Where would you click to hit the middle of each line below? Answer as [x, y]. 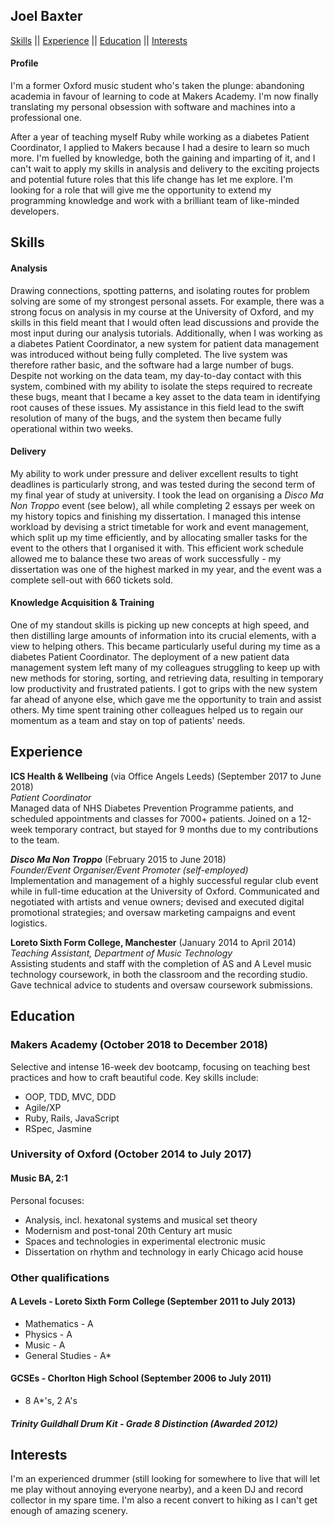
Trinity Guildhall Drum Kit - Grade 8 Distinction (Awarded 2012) [144, 1423]
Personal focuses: [47, 1200]
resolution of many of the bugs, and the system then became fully [146, 418]
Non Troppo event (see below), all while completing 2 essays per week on [163, 505]
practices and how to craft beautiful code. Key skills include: [134, 1077]
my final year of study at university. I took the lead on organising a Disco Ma [167, 495]
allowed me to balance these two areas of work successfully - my [146, 558]
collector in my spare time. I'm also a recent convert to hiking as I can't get [164, 1500]
